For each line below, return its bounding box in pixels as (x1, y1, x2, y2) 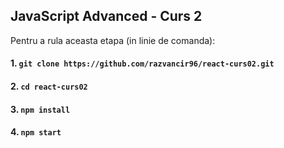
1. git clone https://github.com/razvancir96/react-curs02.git (10, 57, 275, 69)
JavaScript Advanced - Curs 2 (10, 8, 203, 25)
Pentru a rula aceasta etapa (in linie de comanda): (10, 34, 216, 46)
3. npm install (10, 103, 71, 115)
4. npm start (10, 126, 62, 138)
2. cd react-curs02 (10, 80, 88, 92)
